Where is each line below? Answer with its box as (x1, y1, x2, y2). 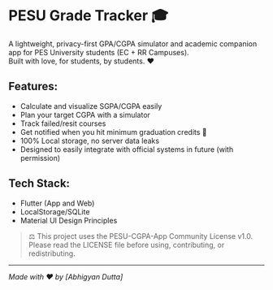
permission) (19, 153, 61, 162)
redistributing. (28, 249, 76, 258)
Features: (8, 80, 58, 93)
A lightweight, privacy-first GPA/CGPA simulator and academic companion (8, 38, 258, 49)
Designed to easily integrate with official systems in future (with (19, 144, 234, 154)
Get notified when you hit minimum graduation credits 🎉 (19, 127, 207, 136)
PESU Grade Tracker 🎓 (8, 6, 169, 25)
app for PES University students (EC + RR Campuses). (8, 47, 189, 57)
